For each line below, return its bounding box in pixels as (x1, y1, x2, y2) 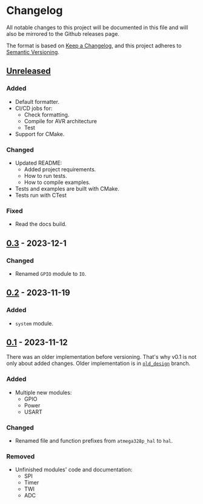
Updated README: (15, 159, 62, 166)
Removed (6, 452, 35, 460)
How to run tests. (24, 172, 67, 179)
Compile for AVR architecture (24, 117, 97, 124)
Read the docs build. (15, 220, 67, 228)
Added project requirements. (24, 165, 96, 173)
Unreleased (6, 66, 52, 77)
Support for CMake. (15, 130, 65, 137)
